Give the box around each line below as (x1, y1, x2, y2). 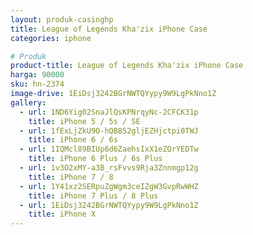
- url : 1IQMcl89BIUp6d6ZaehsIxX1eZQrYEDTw (19, 144, 199, 155)
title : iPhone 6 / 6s (28, 135, 118, 145)
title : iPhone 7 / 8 (28, 172, 114, 182)
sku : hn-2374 (10, 79, 65, 90)
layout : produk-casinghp (10, 14, 114, 25)
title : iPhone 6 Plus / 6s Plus (28, 154, 163, 164)
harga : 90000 (10, 70, 65, 80)
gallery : (10, 97, 47, 108)
